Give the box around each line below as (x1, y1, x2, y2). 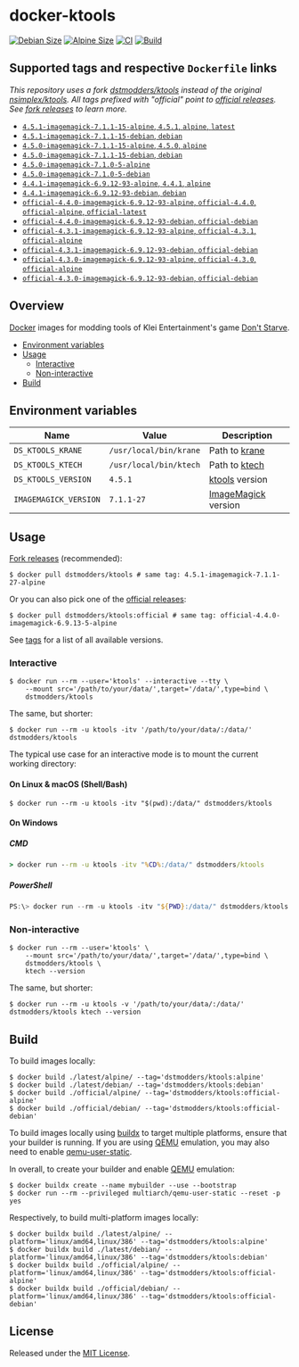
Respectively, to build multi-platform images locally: (9, 1213, 199, 1223)
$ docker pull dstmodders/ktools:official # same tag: (9, 611, 217, 620)
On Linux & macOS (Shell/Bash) (9, 779, 128, 790)
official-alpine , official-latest (21, 206, 147, 217)
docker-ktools (9, 5, 116, 26)
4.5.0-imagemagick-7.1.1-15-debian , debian (21, 149, 182, 160)
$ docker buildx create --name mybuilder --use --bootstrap (9, 1181, 238, 1190)
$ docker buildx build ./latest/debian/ (9, 1246, 162, 1255)
